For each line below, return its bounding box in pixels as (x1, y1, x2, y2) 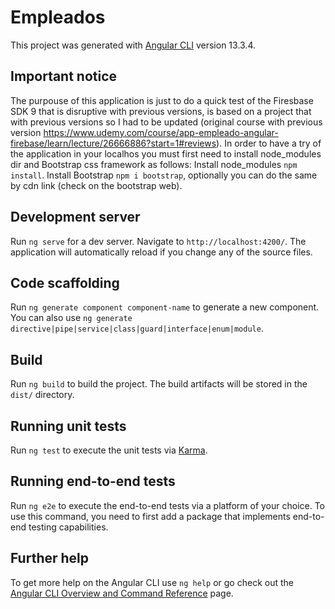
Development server (10, 209, 141, 226)
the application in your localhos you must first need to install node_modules (10, 147, 322, 160)
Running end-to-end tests (10, 473, 176, 490)
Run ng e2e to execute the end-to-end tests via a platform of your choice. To (10, 499, 326, 511)
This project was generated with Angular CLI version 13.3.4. (10, 39, 257, 51)
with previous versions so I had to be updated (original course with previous (10, 116, 323, 128)
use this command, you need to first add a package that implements (10, 510, 291, 522)
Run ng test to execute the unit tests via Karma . (10, 444, 208, 456)
